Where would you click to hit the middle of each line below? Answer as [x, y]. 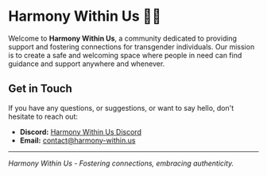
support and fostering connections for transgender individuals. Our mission [132, 46]
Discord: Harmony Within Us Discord [80, 131]
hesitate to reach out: [43, 116]
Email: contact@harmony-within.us [77, 140]
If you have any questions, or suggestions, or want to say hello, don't [121, 108]
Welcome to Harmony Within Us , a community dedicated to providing [122, 38]
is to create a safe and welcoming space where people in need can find [125, 55]
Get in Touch [41, 89]
